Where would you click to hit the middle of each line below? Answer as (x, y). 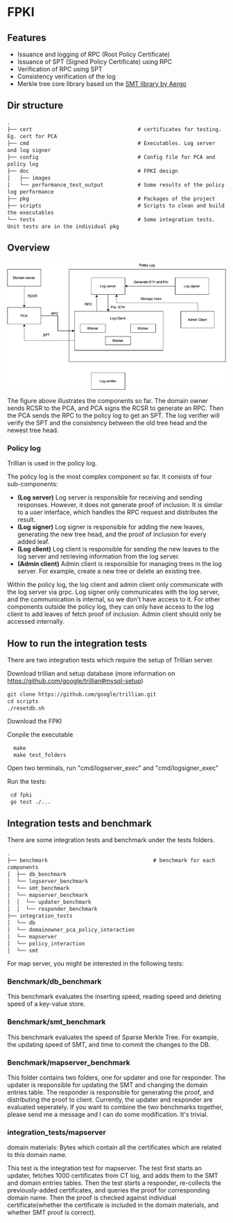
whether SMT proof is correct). (51, 1213)
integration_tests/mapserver (57, 1132)
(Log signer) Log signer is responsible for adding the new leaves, (111, 527)
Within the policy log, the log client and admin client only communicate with (115, 585)
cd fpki (21, 795)
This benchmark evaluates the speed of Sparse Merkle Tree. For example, (113, 1037)
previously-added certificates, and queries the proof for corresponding (109, 1190)
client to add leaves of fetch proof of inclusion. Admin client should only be (114, 614)
